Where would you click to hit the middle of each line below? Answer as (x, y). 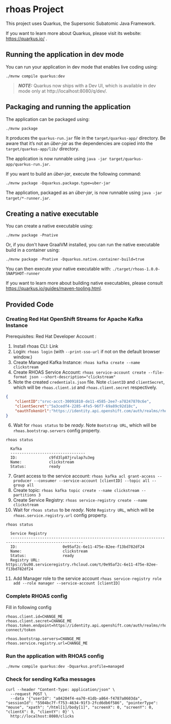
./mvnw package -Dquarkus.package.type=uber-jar (58, 183)
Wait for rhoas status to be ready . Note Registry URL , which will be (83, 510)
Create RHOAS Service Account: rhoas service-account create (79, 372)
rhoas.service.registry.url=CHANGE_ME (47, 643)
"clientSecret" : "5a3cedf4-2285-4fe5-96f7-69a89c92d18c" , (76, 406)
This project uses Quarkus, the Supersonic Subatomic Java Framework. (81, 23)
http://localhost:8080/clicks (42, 716)
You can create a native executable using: (49, 226)
